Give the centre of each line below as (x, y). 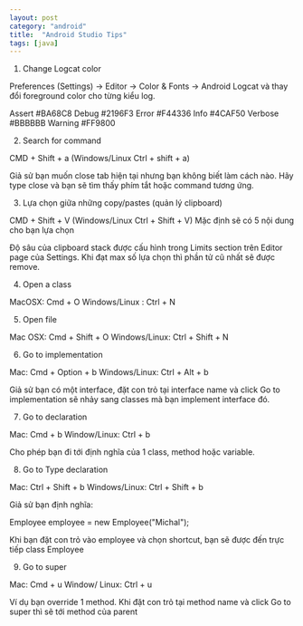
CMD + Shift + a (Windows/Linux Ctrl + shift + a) (99, 159)
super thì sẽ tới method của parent (74, 612)
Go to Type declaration (65, 470)
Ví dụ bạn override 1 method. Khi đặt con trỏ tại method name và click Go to (150, 602)
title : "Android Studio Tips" (68, 34)
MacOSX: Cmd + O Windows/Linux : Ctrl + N (93, 302)
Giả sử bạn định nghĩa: (51, 505)
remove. (25, 267)
